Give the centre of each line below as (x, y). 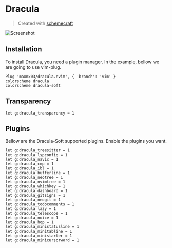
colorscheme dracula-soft (33, 85)
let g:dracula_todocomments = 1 (40, 204)
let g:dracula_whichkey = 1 (35, 186)
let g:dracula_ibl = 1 (30, 168)
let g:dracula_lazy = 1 (31, 209)
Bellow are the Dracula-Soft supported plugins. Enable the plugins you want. (86, 141)
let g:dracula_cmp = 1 (30, 164)
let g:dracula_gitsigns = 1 (35, 196)
